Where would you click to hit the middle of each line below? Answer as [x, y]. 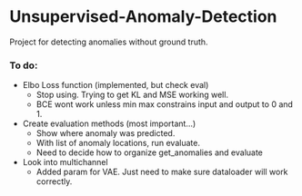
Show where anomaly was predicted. [106, 133]
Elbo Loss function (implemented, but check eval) [116, 85]
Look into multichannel [65, 162]
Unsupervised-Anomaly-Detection [143, 17]
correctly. [54, 181]
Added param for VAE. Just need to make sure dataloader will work [162, 172]
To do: [24, 65]
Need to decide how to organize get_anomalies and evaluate [150, 152]
